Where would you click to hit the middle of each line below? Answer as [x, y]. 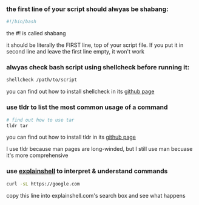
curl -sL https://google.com [43, 184]
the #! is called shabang [36, 33]
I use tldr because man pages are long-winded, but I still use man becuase [99, 149]
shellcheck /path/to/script [42, 80]
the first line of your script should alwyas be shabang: [87, 9]
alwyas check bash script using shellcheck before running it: [98, 68]
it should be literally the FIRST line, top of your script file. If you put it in [95, 45]
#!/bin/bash [21, 22]
